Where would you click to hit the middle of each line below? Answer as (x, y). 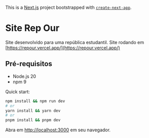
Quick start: (17, 91)
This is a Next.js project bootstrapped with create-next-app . (69, 7)
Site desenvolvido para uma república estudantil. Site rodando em (75, 42)
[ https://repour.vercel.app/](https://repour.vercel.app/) (63, 48)
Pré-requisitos (29, 64)
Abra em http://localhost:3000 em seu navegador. (58, 130)
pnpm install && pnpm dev (33, 120)
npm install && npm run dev (35, 101)
